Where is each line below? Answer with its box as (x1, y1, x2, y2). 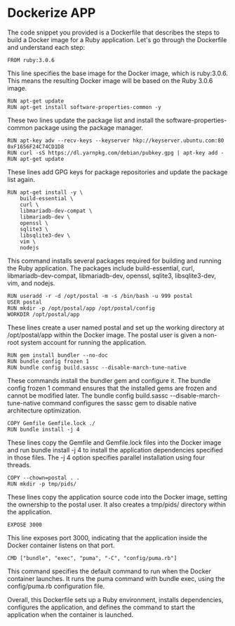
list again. (7, 175, 35, 183)
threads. (7, 460, 32, 469)
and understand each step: (7, 43, 86, 51)
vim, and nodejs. (7, 279, 55, 287)
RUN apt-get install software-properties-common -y (7, 103, 161, 110)
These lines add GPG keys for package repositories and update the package (7, 167, 228, 176)
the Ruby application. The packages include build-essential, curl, (7, 263, 195, 272)
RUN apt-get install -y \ (7, 188, 83, 196)
